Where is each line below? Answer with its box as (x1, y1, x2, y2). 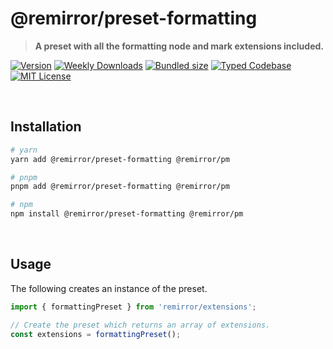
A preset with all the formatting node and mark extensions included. (34, 40, 324, 52)
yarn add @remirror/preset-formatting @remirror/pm (10, 154, 230, 164)
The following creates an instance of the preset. (10, 282, 208, 294)
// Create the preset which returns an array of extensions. (10, 320, 271, 330)
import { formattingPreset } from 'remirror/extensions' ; (10, 302, 257, 312)
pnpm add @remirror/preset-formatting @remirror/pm (10, 182, 230, 192)
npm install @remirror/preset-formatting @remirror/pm (10, 209, 244, 219)
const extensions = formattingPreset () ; (10, 329, 182, 339)
